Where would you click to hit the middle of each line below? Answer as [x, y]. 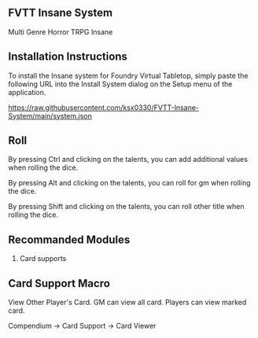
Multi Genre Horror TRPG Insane [61, 31]
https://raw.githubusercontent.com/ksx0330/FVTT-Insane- [103, 107]
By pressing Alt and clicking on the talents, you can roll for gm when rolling [129, 183]
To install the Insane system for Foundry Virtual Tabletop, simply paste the [128, 75]
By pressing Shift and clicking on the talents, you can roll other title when [126, 207]
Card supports [43, 259]
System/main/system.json [50, 116]
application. [27, 92]
